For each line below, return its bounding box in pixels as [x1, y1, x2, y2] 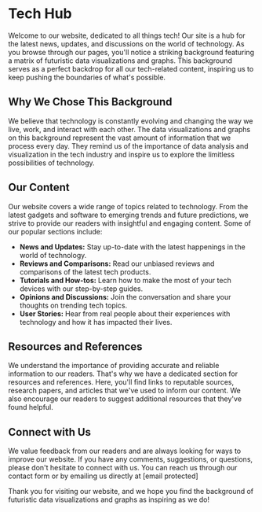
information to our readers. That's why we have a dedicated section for [8, 369, 238, 378]
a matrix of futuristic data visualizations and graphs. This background [8, 56, 233, 65]
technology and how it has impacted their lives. [19, 317, 173, 326]
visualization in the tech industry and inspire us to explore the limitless [8, 149, 235, 159]
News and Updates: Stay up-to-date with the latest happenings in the [19, 241, 246, 252]
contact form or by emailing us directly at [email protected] [8, 471, 198, 481]
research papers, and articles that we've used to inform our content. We [8, 386, 241, 396]
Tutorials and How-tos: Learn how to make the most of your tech [19, 275, 231, 285]
